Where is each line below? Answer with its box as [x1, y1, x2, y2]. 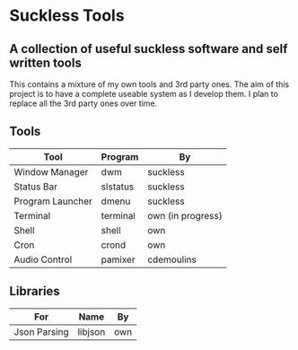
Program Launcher [13, 195, 92, 207]
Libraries [9, 284, 60, 299]
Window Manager [13, 165, 89, 178]
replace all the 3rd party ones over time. [9, 98, 158, 109]
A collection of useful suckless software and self [9, 41, 288, 57]
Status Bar [13, 180, 58, 193]
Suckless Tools [9, 5, 125, 26]
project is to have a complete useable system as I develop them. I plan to [9, 89, 278, 99]
